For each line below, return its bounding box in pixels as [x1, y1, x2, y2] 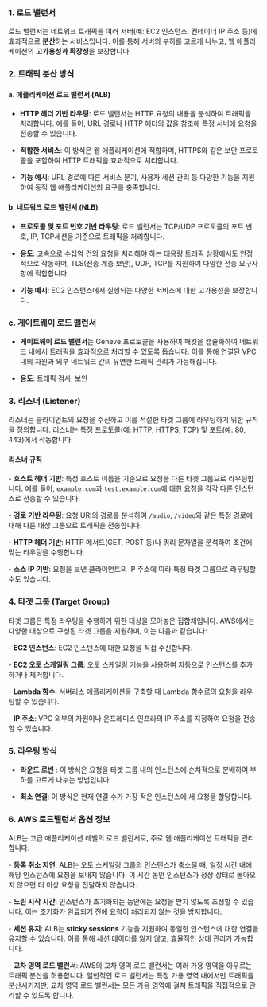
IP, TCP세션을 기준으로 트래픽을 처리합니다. [30, 231, 165, 241]
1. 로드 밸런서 [8, 6, 56, 18]
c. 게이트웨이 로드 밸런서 [8, 317, 97, 328]
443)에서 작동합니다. [8, 435, 73, 445]
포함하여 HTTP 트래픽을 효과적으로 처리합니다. [34, 155, 179, 165]
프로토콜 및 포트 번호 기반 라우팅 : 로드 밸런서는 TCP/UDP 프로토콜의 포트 [19, 221, 245, 231]
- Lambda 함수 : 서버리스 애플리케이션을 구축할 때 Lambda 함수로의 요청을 [8, 687, 238, 696]
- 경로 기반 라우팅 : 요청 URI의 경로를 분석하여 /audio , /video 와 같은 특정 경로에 [8, 511, 253, 520]
